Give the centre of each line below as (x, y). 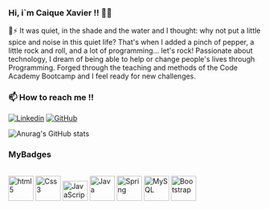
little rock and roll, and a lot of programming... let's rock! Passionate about (130, 50)
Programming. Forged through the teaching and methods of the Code (123, 68)
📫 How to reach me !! (51, 98)
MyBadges (30, 154)
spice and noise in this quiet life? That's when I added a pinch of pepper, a (131, 42)
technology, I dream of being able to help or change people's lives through (132, 59)
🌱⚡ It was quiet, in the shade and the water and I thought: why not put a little (134, 30)
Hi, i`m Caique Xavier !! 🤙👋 (60, 13)
